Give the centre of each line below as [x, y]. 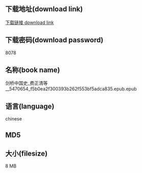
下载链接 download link [30, 22]
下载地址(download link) [44, 9]
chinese [14, 119]
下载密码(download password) [54, 40]
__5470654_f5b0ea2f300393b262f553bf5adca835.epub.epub [71, 89]
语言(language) [30, 106]
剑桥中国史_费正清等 [27, 83]
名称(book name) [33, 70]
